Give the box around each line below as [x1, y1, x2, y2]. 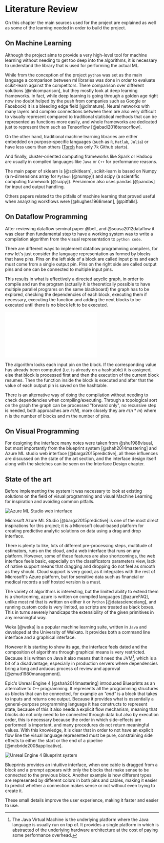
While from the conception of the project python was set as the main [5, 72, 143, 78]
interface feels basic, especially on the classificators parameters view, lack [5, 558, 156, 564]
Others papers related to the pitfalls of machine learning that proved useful [5, 193, 155, 199]
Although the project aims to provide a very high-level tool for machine [5, 52, 147, 58]
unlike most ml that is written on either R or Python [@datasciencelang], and [5, 599, 157, 605]
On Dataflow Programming [5, 213, 88, 221]
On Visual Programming [5, 427, 79, 435]
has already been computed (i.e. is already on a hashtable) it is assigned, [5, 366, 152, 373]
